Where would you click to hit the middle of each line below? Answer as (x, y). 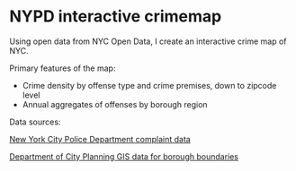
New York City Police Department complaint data (100, 139)
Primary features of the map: (63, 68)
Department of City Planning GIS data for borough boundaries (124, 156)
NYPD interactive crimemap (116, 17)
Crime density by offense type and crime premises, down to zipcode (149, 85)
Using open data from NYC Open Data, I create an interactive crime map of (148, 41)
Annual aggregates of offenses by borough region (115, 104)
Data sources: (35, 122)
